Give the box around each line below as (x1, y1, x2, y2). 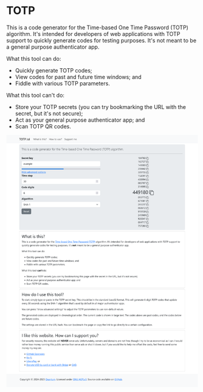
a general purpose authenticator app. (6, 43, 100, 51)
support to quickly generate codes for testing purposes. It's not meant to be (6, 37, 196, 44)
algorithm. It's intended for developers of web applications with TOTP (6, 30, 181, 37)
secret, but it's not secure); (15, 110, 83, 117)
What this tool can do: (6, 55, 61, 62)
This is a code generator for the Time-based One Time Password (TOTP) (6, 24, 188, 31)
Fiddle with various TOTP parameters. (15, 80, 111, 87)
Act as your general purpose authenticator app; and (15, 116, 145, 124)
